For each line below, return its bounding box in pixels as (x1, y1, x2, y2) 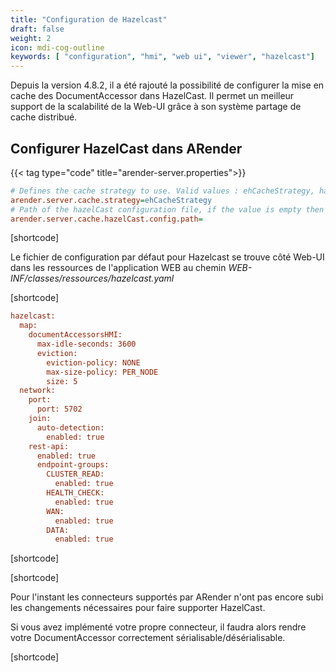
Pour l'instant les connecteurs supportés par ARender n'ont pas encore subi (10, 591, 324, 603)
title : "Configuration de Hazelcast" (10, 14, 168, 25)
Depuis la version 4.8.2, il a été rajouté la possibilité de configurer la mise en (10, 79, 325, 91)
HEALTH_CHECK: (46, 488, 105, 498)
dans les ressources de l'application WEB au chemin (10, 262, 227, 274)
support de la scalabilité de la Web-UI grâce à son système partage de (10, 101, 302, 113)
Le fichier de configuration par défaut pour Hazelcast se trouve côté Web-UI (10, 251, 325, 263)
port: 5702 (36, 404, 83, 415)
